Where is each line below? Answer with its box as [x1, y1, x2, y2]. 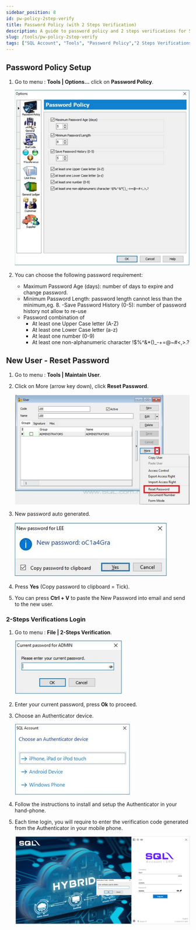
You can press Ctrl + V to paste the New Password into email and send [14, 595, 185, 602]
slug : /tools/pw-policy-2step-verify [6, 34, 98, 40]
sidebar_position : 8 [6, 9, 57, 15]
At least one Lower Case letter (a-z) [32, 327, 118, 334]
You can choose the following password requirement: [14, 272, 143, 279]
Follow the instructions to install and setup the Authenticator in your [14, 801, 177, 808]
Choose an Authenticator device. [14, 712, 94, 719]
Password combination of [23, 314, 85, 321]
